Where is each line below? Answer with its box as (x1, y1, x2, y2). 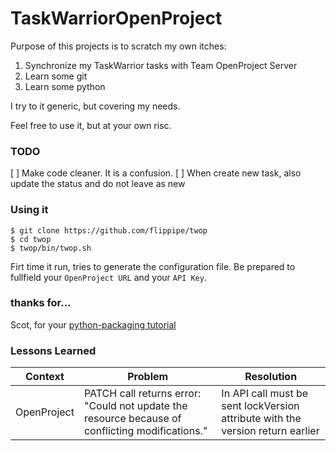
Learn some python (24, 80, 106, 92)
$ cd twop (10, 234, 52, 244)
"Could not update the (83, 399, 188, 413)
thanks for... (10, 296, 72, 310)
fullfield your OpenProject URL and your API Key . (10, 271, 207, 283)
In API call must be (221, 387, 309, 401)
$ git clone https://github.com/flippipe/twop (10, 225, 208, 236)
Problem (127, 370, 169, 384)
